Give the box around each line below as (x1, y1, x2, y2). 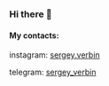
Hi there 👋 (9, 8, 53, 20)
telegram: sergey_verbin (9, 66, 97, 78)
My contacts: (9, 30, 59, 41)
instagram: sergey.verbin (9, 50, 100, 60)
